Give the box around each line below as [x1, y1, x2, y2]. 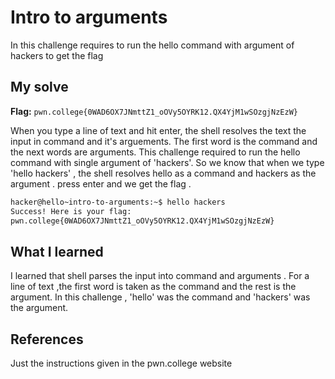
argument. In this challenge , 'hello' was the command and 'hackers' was [10, 291, 311, 303]
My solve [10, 79, 69, 96]
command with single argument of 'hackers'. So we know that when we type [10, 156, 325, 168]
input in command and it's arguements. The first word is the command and [10, 135, 318, 147]
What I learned [10, 243, 104, 260]
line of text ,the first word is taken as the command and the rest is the [10, 281, 297, 293]
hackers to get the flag [10, 49, 104, 61]
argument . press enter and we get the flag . [10, 177, 192, 190]
